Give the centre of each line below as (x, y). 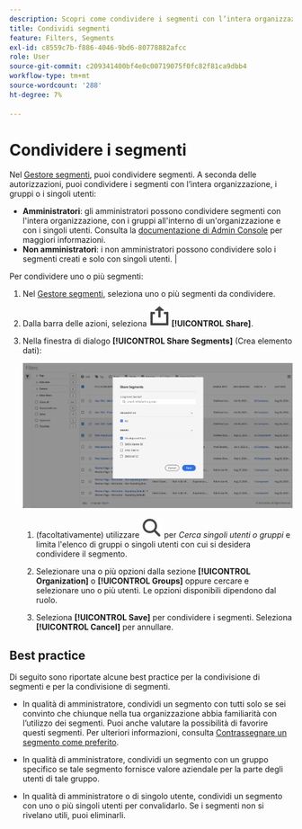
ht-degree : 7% (36, 94)
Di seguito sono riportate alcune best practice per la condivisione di (135, 677)
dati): (32, 351)
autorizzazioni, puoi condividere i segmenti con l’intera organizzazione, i (143, 184)
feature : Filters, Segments (62, 38)
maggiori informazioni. (64, 240)
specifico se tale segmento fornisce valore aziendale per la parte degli (152, 769)
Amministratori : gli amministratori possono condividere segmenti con (151, 211)
